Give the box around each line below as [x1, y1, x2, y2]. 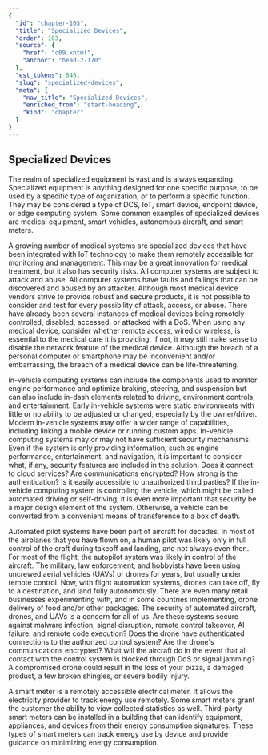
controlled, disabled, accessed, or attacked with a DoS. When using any [8, 317, 246, 326]
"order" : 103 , [15, 34, 62, 42]
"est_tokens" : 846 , [15, 71, 81, 79]
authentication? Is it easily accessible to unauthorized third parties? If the [8, 477, 250, 486]
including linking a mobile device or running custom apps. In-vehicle [8, 425, 234, 436]
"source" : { [15, 42, 56, 50]
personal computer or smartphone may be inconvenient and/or [8, 351, 216, 361]
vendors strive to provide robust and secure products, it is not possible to [8, 291, 250, 301]
